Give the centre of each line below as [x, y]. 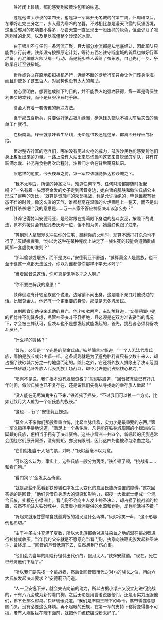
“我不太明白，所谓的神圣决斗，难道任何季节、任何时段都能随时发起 [80, 184]
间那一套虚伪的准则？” [27, 247]
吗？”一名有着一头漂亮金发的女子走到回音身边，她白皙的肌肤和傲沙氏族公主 [81, 190]
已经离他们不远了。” [24, 562]
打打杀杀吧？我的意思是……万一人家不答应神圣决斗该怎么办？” [71, 208]
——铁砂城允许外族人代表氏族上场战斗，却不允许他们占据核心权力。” [73, 368]
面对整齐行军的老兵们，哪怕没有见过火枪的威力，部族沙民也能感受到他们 [86, 151]
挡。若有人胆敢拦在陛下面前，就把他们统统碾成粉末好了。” [62, 613]
